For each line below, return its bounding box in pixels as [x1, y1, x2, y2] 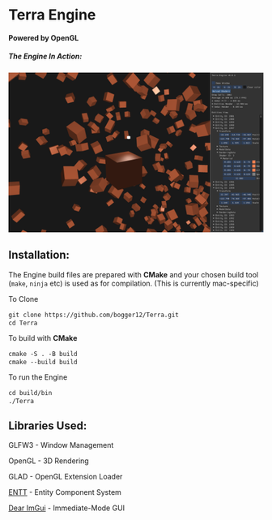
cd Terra [8, 319, 38, 327]
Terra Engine [8, 6, 96, 24]
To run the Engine [8, 372, 68, 382]
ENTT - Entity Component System [8, 488, 121, 497]
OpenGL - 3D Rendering [8, 456, 89, 466]
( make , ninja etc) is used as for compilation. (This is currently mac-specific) [8, 278, 259, 288]
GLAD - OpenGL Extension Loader [8, 472, 123, 482]
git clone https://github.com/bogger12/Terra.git [8, 311, 180, 319]
